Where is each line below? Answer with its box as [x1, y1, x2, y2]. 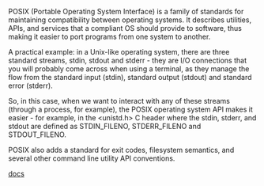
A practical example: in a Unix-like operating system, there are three [8, 47, 230, 56]
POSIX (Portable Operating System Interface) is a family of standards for [8, 7, 244, 16]
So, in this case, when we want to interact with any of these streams [8, 97, 231, 105]
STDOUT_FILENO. [8, 130, 67, 139]
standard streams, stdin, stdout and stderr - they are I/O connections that [8, 55, 247, 65]
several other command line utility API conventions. [8, 154, 175, 163]
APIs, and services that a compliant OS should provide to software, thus [8, 24, 243, 32]
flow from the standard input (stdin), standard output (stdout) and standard [8, 73, 252, 82]
